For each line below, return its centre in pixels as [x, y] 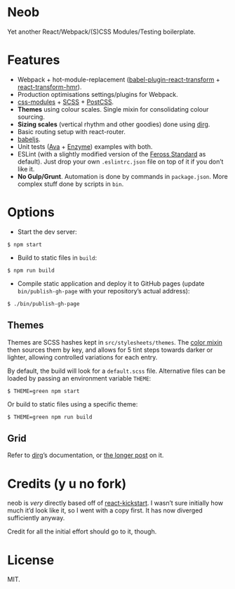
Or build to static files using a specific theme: [73, 404]
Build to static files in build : [57, 258]
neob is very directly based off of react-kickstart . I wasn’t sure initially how [115, 503]
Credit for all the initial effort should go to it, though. [82, 531]
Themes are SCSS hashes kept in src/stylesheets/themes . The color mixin [115, 342]
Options [31, 212]
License [31, 560]
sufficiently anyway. [36, 518]
